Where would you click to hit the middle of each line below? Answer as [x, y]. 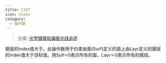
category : [16, 19]
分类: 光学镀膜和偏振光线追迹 [48, 38]
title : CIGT [18, 10]
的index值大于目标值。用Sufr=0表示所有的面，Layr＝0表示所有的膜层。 [79, 55]
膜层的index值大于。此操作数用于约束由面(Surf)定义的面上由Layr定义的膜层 [83, 49]
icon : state [18, 14]
